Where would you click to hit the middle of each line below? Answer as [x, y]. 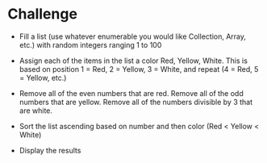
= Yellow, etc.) [43, 77]
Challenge [43, 14]
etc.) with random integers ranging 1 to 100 [90, 44]
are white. [36, 111]
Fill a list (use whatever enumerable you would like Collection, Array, [133, 36]
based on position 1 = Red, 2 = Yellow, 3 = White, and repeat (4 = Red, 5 [139, 69]
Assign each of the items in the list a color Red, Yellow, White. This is [133, 61]
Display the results [50, 150]
